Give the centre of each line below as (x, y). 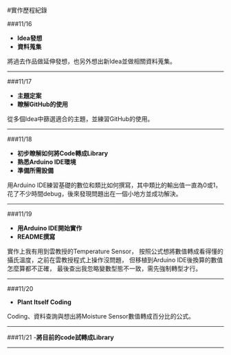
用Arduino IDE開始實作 (49, 228)
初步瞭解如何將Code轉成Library (63, 153)
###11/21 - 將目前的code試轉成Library (61, 337)
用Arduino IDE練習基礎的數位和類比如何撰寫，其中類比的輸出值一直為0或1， (114, 185)
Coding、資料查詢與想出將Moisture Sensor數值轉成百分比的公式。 (101, 316)
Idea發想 (30, 38)
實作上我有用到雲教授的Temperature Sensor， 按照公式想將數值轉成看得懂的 (115, 251)
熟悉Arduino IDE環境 (47, 162)
